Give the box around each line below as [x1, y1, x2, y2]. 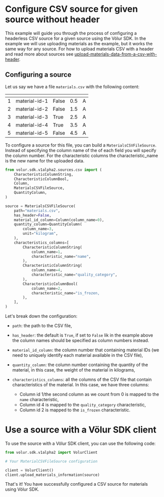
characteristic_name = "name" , [31, 254, 91, 259]
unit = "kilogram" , [23, 231, 58, 236]
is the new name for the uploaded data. [5, 157, 84, 163]
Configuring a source [5, 70, 72, 79]
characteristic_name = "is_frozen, [31, 290, 100, 296]
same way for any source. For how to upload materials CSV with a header [5, 46, 154, 52]
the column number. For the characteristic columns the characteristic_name [5, 153, 158, 158]
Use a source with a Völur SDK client [5, 424, 157, 435]
